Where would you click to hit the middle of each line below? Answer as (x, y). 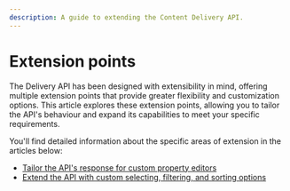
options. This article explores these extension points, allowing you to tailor (145, 105)
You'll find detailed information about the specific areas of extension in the (145, 141)
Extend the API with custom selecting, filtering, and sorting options (144, 177)
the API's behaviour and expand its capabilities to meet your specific (134, 114)
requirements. (35, 123)
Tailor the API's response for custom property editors (119, 167)
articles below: (36, 150)
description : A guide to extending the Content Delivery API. (126, 17)
